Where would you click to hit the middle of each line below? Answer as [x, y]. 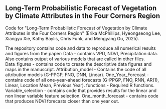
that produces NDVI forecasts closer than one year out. [62, 101]
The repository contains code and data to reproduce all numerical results [81, 48]
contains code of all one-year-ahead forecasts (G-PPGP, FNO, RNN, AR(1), [82, 80]
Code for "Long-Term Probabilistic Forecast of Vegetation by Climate [76, 28]
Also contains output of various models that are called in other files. [75, 59]
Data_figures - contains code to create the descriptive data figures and [78, 64]
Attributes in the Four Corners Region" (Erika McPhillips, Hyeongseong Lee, [83, 33]
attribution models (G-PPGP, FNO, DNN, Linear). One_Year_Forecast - [77, 75]
